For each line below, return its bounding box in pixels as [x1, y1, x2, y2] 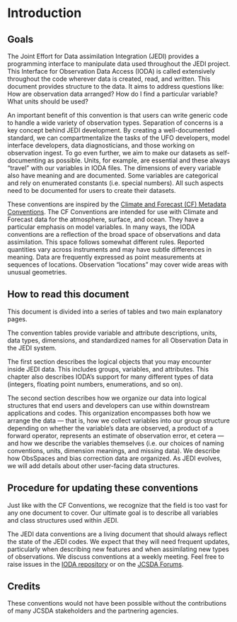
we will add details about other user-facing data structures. [7, 461, 180, 470]
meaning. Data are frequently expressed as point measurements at [7, 253, 202, 261]
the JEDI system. [7, 343, 57, 352]
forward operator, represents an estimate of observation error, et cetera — [7, 431, 224, 440]
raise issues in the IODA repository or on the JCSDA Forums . [7, 560, 184, 568]
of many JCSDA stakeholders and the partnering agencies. [7, 606, 179, 615]
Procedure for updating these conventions [7, 482, 199, 494]
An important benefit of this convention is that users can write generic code [7, 111, 229, 119]
